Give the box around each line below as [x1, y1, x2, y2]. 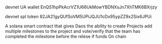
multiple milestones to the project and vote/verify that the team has [5, 28, 140, 34]
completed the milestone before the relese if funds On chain [5, 34, 126, 39]
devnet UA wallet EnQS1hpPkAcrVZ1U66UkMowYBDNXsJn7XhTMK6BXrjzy [5, 4, 158, 10]
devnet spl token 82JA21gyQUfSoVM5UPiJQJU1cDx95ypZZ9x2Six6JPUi [5, 14, 152, 19]
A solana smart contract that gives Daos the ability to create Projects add [5, 23, 153, 29]
